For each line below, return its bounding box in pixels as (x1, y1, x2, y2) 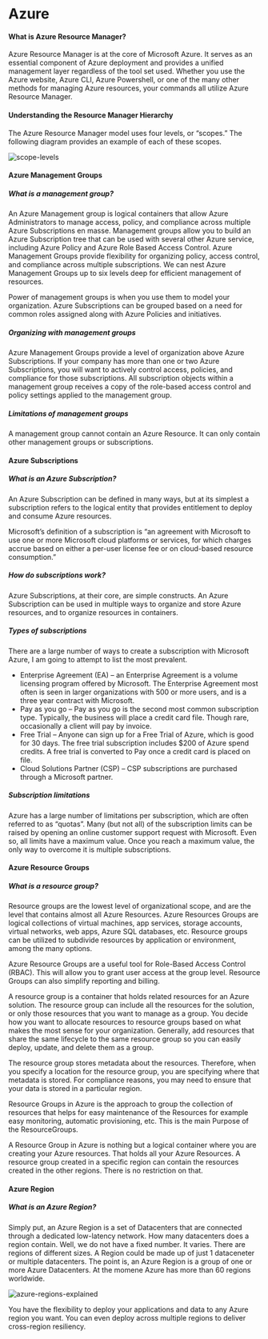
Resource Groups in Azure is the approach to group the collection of (8, 1099, 234, 1109)
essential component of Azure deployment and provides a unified (8, 58, 224, 68)
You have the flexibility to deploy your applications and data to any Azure (8, 1305, 250, 1314)
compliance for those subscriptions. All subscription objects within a (8, 374, 234, 383)
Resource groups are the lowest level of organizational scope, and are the (8, 901, 252, 911)
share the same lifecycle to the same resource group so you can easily (8, 1034, 242, 1044)
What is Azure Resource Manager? (8, 31, 126, 41)
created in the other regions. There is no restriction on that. (8, 1165, 204, 1176)
